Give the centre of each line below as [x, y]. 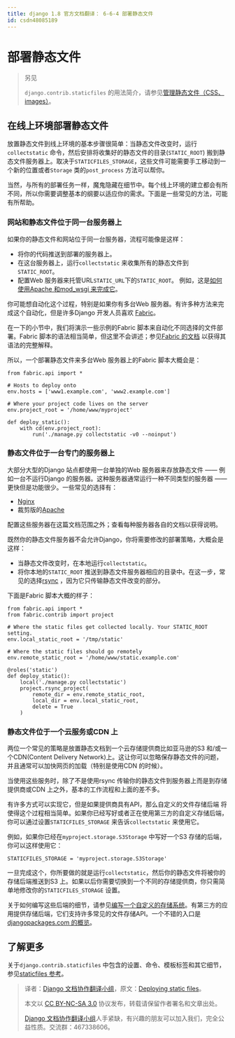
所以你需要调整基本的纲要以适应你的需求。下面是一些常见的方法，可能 [127, 194]
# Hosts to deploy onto [42, 385]
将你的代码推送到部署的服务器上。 [66, 254]
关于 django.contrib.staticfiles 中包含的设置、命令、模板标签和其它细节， [116, 964]
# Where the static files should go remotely [74, 651]
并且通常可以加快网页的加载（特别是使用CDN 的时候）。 [87, 766]
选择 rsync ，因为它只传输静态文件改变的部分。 [97, 580]
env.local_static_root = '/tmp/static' [65, 639]
